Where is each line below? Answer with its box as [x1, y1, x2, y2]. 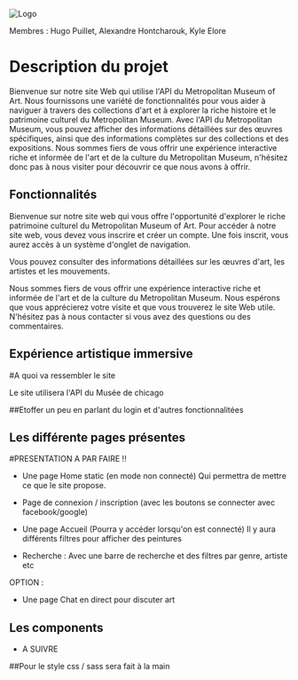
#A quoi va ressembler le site [9, 369, 116, 381]
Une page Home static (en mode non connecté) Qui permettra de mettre [21, 470, 286, 481]
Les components [9, 620, 104, 635]
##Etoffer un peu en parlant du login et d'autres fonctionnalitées [9, 404, 244, 415]
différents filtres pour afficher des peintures [21, 534, 182, 544]
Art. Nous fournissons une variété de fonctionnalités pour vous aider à [9, 95, 266, 106]
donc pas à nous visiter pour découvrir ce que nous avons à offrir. [9, 161, 251, 172]
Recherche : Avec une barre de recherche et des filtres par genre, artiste [21, 550, 288, 561]
